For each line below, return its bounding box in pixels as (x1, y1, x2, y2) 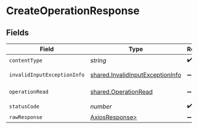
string (90, 56, 107, 64)
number (90, 102, 112, 110)
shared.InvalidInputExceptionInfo (90, 71, 181, 79)
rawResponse (9, 114, 43, 120)
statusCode (9, 103, 39, 110)
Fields (6, 28, 29, 38)
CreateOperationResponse (6, 4, 140, 18)
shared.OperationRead (90, 88, 153, 95)
